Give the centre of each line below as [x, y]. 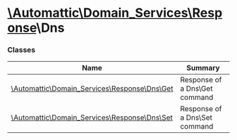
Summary [203, 68]
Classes [22, 50]
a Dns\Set [196, 117]
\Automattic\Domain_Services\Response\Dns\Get [92, 89]
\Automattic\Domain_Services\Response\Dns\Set [92, 117]
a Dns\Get [196, 89]
